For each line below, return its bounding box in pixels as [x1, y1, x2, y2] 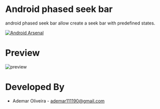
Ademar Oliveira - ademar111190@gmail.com [12, 97, 105, 103]
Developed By [5, 81, 65, 93]
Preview [5, 47, 40, 58]
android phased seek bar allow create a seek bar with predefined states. [5, 20, 155, 26]
